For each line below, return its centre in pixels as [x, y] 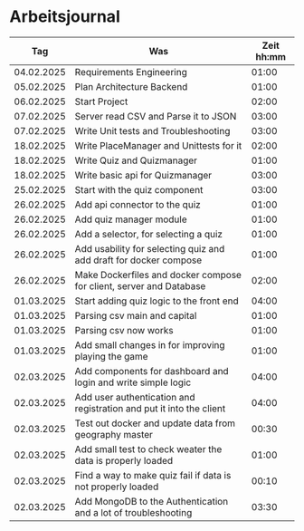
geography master [114, 434]
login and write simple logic [133, 382]
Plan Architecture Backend [131, 86]
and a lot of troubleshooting [133, 512]
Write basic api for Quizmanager [143, 175]
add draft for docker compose [138, 260]
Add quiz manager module [131, 219]
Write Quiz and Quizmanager [136, 160]
